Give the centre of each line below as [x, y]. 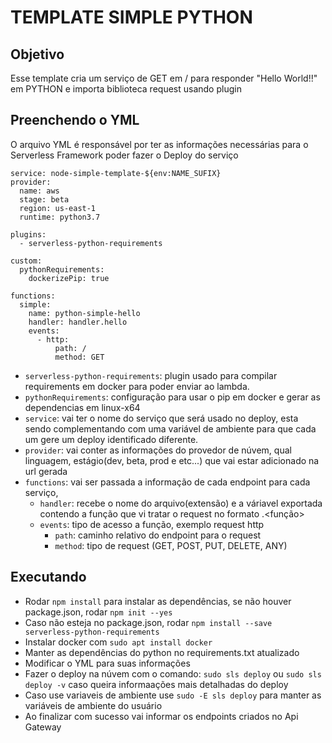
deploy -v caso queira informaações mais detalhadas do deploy [156, 684]
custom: [26, 261]
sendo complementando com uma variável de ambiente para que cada [170, 428]
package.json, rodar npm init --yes [98, 612]
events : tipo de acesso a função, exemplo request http [152, 524]
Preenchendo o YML [75, 120]
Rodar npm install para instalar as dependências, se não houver [158, 601]
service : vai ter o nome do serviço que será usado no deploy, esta [161, 418]
